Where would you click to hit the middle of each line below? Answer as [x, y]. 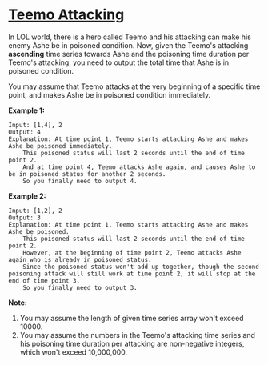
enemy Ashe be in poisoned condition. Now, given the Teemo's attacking [128, 45]
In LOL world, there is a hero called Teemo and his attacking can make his [130, 37]
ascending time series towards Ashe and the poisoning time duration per [129, 54]
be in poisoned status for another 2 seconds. [87, 174]
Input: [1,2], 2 [35, 211]
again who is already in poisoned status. [80, 259]
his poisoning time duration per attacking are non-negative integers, [132, 343]
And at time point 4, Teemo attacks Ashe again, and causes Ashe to [139, 167]
